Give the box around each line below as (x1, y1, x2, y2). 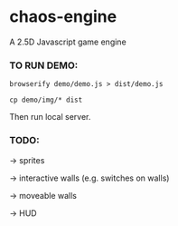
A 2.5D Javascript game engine (9, 36, 126, 47)
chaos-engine (9, 6, 117, 27)
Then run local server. (9, 112, 91, 123)
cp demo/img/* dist (9, 95, 83, 105)
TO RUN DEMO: (9, 59, 79, 72)
